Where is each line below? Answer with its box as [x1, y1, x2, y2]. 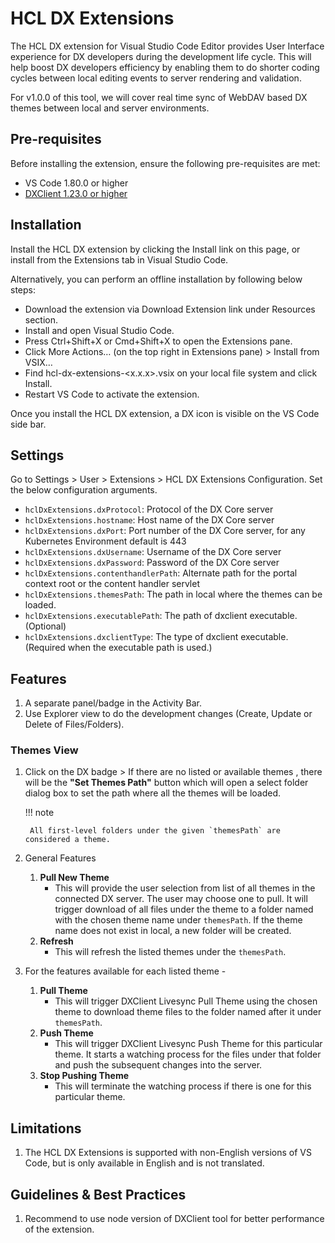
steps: [10, 283, 36, 296]
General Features [24, 852, 97, 864]
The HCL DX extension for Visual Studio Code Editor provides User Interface [10, 40, 325, 52]
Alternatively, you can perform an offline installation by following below [10, 273, 303, 285]
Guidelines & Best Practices [10, 1186, 187, 1203]
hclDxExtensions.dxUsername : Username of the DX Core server [24, 546, 282, 558]
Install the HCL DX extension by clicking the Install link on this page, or [10, 243, 301, 255]
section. [24, 313, 59, 326]
